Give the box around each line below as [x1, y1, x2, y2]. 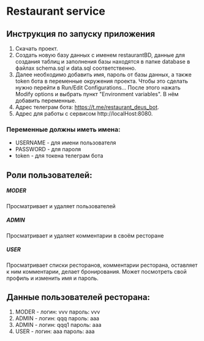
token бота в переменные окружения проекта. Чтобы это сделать [15, 78, 188, 84]
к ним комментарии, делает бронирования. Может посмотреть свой [6, 268, 187, 275]
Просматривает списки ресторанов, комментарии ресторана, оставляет [6, 261, 198, 269]
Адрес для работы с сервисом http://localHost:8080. [15, 110, 153, 117]
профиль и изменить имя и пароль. [6, 274, 99, 282]
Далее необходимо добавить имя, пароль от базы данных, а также [15, 71, 192, 78]
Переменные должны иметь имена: [6, 125, 121, 133]
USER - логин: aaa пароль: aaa [15, 328, 95, 335]
